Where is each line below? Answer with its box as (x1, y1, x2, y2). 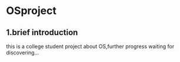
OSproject (6, 4, 57, 18)
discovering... (6, 49, 39, 56)
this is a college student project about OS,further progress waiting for (6, 43, 175, 50)
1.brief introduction (6, 27, 78, 37)
